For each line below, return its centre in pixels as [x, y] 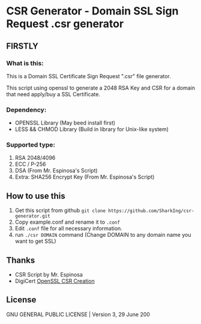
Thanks [21, 260]
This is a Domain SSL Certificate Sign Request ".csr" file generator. [88, 76]
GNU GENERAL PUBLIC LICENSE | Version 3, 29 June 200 [78, 314]
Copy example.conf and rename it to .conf [67, 222]
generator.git [32, 216]
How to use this [36, 196]
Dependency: [26, 109]
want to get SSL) [35, 241]
